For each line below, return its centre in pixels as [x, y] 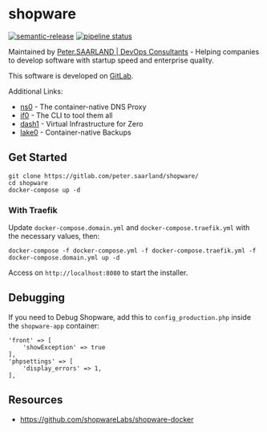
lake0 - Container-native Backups [75, 132]
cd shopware [28, 183]
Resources [36, 400]
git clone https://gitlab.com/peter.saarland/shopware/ [103, 176]
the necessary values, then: [54, 236]
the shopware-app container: [54, 325]
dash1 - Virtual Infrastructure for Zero [81, 123]
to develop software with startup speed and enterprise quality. [111, 60]
